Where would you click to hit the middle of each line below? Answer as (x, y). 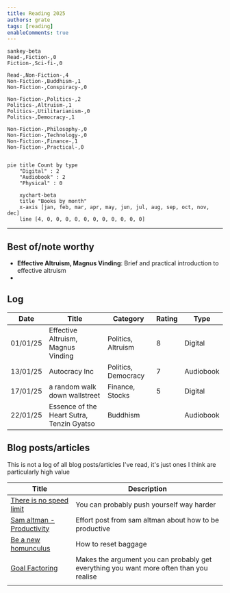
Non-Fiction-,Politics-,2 (44, 99)
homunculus (30, 548)
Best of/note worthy (51, 246)
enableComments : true (38, 33)
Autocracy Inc (72, 371)
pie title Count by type (42, 165)
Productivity (30, 529)
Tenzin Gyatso (72, 424)
